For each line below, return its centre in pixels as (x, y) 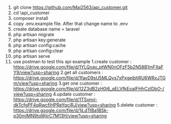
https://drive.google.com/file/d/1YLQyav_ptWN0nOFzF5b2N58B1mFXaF (88, 67)
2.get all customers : (82, 72)
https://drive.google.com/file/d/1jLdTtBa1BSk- (61, 110)
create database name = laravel (46, 29)
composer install (31, 18)
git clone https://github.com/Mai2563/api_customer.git (70, 7)
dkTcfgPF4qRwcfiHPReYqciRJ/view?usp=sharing (64, 105)
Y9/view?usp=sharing (36, 72)
